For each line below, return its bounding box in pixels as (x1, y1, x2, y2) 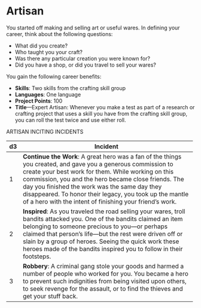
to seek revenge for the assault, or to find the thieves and (23, 284, 184, 292)
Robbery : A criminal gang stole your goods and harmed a (23, 262, 184, 270)
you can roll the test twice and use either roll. (14, 116, 126, 124)
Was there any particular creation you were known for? (14, 55, 151, 62)
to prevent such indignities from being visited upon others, (23, 277, 187, 285)
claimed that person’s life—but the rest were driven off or (23, 229, 183, 238)
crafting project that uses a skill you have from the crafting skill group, (14, 110, 188, 117)
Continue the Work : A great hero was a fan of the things (23, 152, 182, 160)
